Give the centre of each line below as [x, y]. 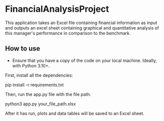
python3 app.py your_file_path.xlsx [41, 104]
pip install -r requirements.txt [34, 85]
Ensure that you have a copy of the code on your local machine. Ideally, [84, 60]
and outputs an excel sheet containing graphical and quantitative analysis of [82, 28]
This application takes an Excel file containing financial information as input [81, 23]
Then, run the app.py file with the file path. [48, 94]
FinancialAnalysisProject [57, 9]
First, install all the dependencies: [39, 75]
